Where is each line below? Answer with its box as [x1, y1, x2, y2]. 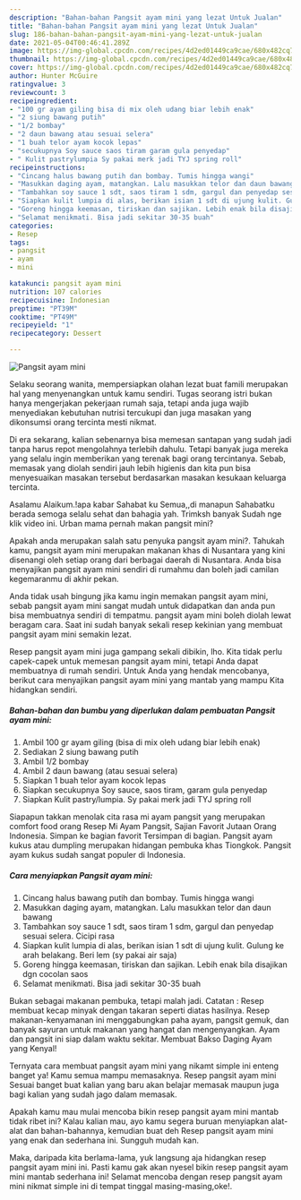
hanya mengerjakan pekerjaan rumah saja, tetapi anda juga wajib [9, 398, 249, 408]
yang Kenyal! [9, 1042, 57, 1053]
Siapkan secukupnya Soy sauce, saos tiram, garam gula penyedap [21, 784, 268, 795]
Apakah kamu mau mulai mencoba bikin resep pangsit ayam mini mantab [9, 1106, 279, 1117]
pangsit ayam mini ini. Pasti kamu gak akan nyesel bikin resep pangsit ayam [9, 1161, 288, 1172]
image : [9, 47, 34, 56]
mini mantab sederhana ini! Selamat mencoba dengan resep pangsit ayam [9, 1170, 283, 1182]
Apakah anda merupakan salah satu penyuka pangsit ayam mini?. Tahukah [9, 536, 285, 546]
